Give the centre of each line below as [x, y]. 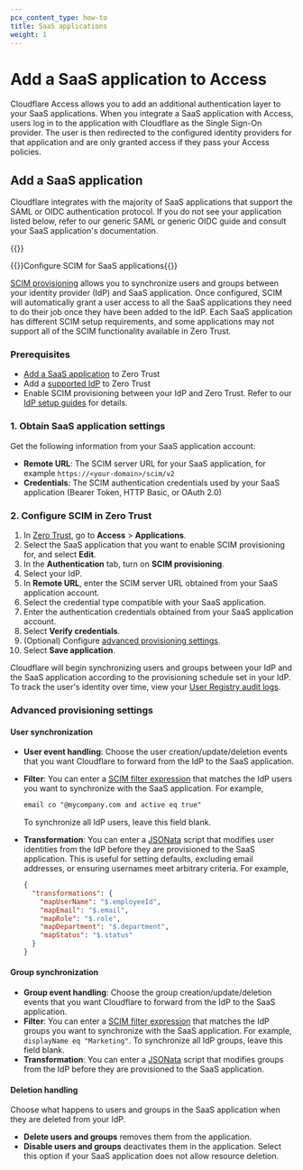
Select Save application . [69, 650]
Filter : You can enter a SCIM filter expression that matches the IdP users [157, 779]
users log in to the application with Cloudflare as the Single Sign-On [136, 124]
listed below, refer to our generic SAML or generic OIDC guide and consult [148, 221]
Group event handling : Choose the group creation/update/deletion [147, 992]
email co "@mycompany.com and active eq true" [112, 805]
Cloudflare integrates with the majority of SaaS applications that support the [151, 202]
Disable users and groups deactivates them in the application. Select [152, 1147]
